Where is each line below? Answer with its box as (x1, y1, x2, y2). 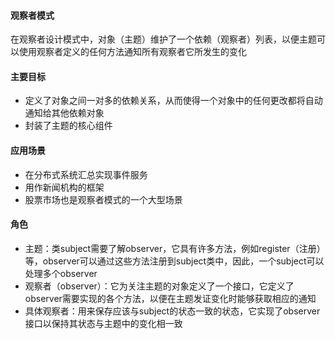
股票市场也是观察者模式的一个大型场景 (24, 193, 183, 205)
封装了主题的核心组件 (24, 120, 113, 132)
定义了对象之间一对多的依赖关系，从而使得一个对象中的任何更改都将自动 (24, 95, 323, 107)
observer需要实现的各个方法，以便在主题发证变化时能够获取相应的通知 (24, 292, 317, 304)
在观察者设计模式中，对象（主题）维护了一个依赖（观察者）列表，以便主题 (10, 33, 317, 45)
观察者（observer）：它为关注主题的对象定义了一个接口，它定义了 (24, 280, 295, 292)
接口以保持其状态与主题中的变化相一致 (24, 317, 183, 329)
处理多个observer (24, 267, 98, 279)
